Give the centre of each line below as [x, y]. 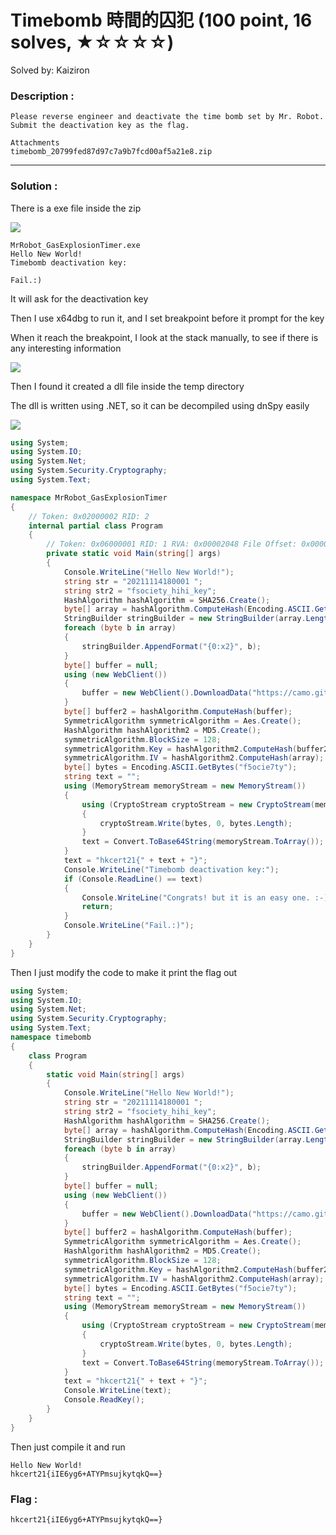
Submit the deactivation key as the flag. [100, 126]
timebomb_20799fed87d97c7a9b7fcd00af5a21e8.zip [111, 152]
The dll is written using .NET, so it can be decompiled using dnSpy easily [160, 405]
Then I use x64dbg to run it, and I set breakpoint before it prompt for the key [167, 318]
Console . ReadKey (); [104, 1400]
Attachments [35, 143]
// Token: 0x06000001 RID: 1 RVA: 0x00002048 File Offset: [172, 544]
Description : [42, 96]
